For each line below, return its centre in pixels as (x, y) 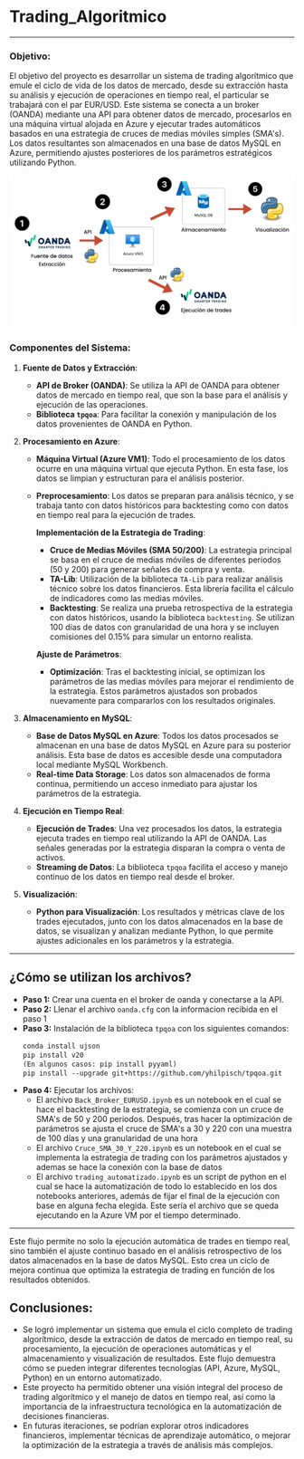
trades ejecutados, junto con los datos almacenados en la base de (159, 921)
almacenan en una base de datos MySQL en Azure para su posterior (163, 745)
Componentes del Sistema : (70, 348)
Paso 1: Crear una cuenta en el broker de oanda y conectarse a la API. (153, 999)
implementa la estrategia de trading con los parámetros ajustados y (161, 1157)
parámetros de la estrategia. (89, 793)
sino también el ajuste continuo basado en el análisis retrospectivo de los (146, 1251)
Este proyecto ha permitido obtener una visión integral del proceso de (152, 1387)
